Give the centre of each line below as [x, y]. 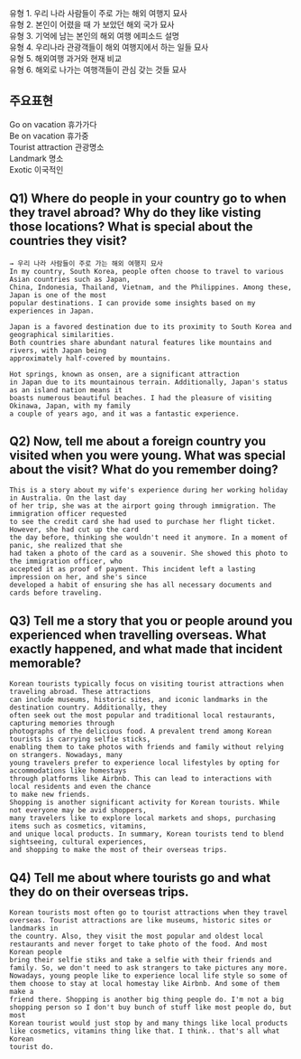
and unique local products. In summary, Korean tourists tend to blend [146, 834]
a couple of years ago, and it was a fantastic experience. [125, 414]
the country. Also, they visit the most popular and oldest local [137, 937]
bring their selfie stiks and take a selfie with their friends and [141, 961]
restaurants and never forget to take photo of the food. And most [139, 944]
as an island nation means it [66, 390]
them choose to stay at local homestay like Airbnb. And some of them [145, 984]
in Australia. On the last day [68, 498]
